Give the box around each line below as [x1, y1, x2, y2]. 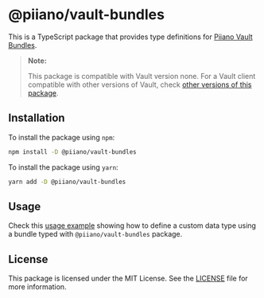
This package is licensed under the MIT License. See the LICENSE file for [8, 273, 248, 284]
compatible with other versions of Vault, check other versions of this [27, 80, 252, 89]
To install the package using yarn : [8, 162, 118, 172]
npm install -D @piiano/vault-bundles [8, 147, 137, 156]
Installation [8, 112, 65, 125]
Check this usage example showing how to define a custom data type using [8, 221, 257, 230]
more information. [8, 282, 67, 292]
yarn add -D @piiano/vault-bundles [8, 178, 126, 186]
